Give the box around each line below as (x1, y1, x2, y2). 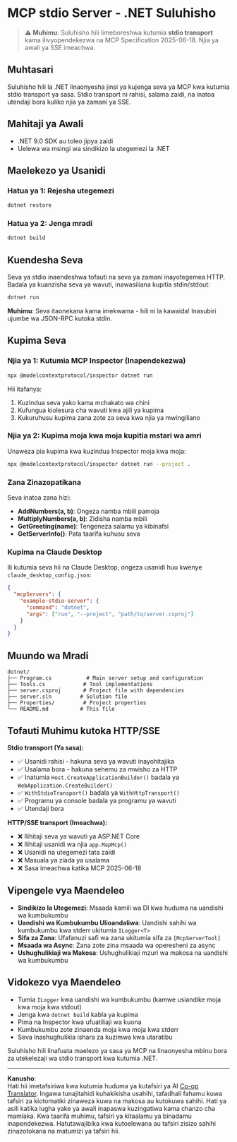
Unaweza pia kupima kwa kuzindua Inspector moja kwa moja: (7, 447, 186, 455)
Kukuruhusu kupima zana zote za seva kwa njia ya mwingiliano (17, 413, 201, 421)
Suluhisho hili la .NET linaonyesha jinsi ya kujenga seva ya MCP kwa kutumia (7, 83, 230, 91)
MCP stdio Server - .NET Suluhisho (7, 5, 217, 21)
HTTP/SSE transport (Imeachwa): (7, 818, 108, 827)
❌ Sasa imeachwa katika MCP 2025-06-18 (17, 863, 142, 872)
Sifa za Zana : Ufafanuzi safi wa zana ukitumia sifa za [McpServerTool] (17, 933, 221, 942)
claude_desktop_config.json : (7, 570, 92, 579)
